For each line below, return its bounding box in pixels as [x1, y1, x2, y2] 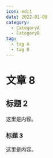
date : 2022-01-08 [6, 14, 48, 20]
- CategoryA [11, 25, 40, 31]
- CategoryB [11, 30, 40, 36]
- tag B [11, 47, 30, 53]
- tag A [11, 42, 30, 47]
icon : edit [6, 8, 32, 15]
